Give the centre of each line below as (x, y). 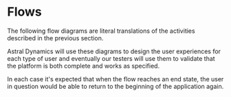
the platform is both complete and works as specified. (84, 66)
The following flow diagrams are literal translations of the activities (101, 31)
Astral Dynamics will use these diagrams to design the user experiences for (114, 51)
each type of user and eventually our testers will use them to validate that (111, 58)
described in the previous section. (55, 38)
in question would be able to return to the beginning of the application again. (115, 86)
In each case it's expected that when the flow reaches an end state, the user (115, 79)
